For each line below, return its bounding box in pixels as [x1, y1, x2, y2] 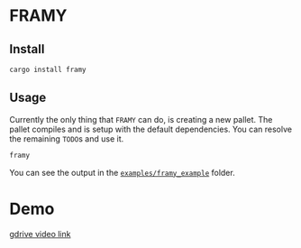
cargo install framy [9, 65, 87, 74]
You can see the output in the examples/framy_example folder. [9, 167, 236, 178]
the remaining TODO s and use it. [9, 133, 124, 144]
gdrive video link [9, 228, 71, 239]
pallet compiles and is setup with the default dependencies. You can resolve [9, 124, 293, 134]
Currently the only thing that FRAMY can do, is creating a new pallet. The [9, 114, 273, 124]
